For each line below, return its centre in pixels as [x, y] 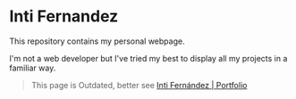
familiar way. [33, 68]
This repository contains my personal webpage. [97, 41]
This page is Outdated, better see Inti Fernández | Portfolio [139, 85]
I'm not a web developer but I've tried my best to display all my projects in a [148, 58]
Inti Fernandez [64, 16]
